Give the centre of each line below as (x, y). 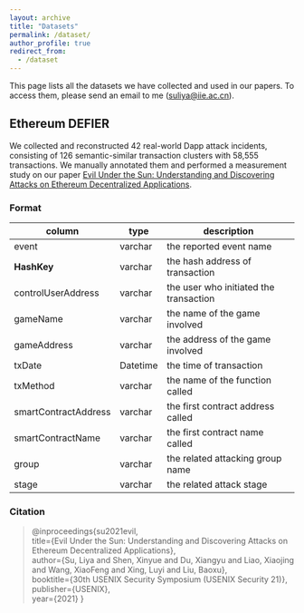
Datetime (138, 365)
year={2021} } (57, 598)
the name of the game (214, 314)
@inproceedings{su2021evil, (85, 531)
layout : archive (40, 18)
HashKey (34, 267)
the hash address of (209, 261)
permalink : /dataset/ (50, 34)
